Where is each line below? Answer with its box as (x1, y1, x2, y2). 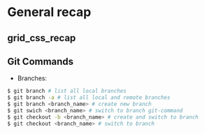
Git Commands (7, 55, 74, 67)
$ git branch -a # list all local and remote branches (7, 94, 171, 101)
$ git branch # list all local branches (7, 88, 127, 95)
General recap (7, 4, 92, 20)
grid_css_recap (7, 32, 76, 44)
